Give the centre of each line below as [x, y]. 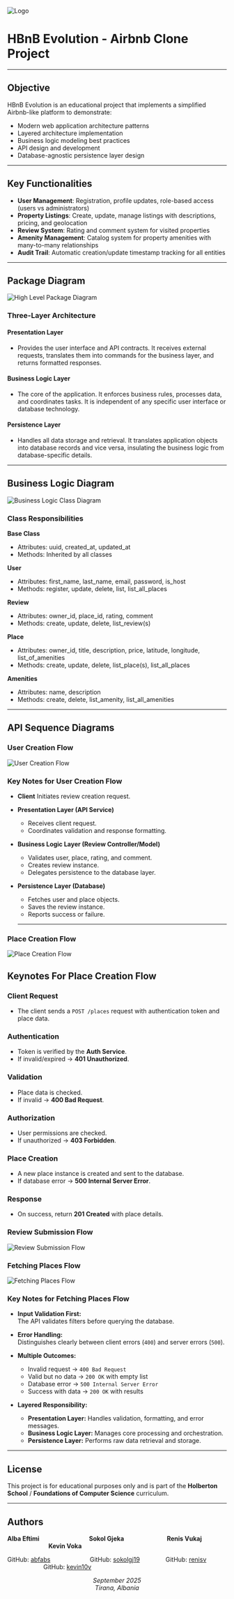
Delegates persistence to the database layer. [92, 872]
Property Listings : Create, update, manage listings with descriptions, [117, 215]
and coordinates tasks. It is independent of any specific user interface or [122, 401]
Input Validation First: [49, 1314]
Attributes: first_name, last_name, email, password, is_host [101, 581]
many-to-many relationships [58, 245]
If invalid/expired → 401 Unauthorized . [73, 1059]
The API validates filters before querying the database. [96, 1322]
